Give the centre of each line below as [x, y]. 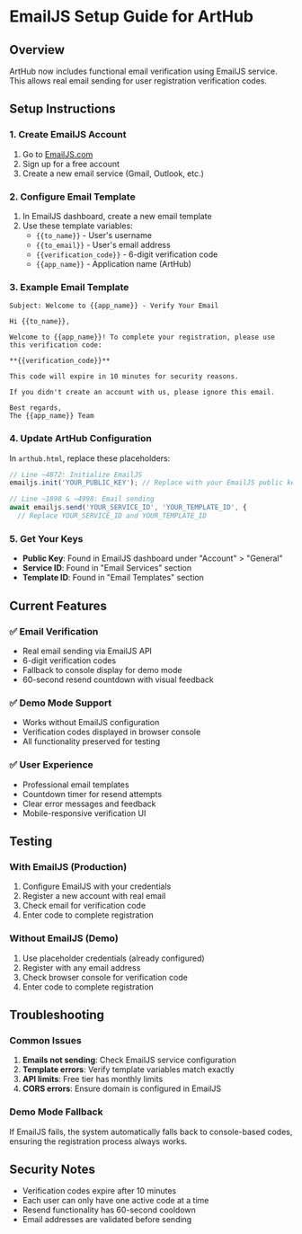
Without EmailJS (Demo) [64, 938]
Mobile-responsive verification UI [84, 813]
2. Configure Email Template [73, 197]
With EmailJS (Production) [68, 866]
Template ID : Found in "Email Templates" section [113, 578]
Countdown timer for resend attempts [92, 794]
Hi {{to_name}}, [40, 322]
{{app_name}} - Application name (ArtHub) [113, 263]
